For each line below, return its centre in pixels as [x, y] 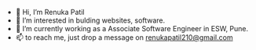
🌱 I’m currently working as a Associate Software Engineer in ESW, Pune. [132, 29]
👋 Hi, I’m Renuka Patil [50, 12]
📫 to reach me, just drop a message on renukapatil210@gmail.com [124, 37]
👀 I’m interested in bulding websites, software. [90, 20]
